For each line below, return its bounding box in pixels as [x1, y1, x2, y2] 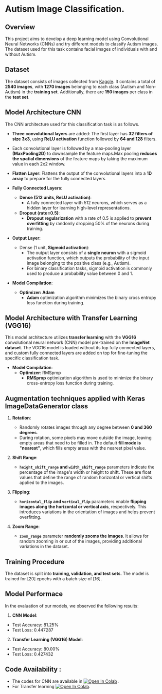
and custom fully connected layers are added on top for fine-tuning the [5, 350, 147, 356]
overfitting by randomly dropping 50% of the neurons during [26, 220, 149, 226]
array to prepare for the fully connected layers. [12, 175, 107, 181]
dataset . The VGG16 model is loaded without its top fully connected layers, [5, 345, 156, 351]
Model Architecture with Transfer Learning [5, 314, 138, 322]
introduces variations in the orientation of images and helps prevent [19, 509, 155, 515]
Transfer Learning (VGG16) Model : [12, 636, 83, 642]
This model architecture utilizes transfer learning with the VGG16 [5, 335, 136, 340]
